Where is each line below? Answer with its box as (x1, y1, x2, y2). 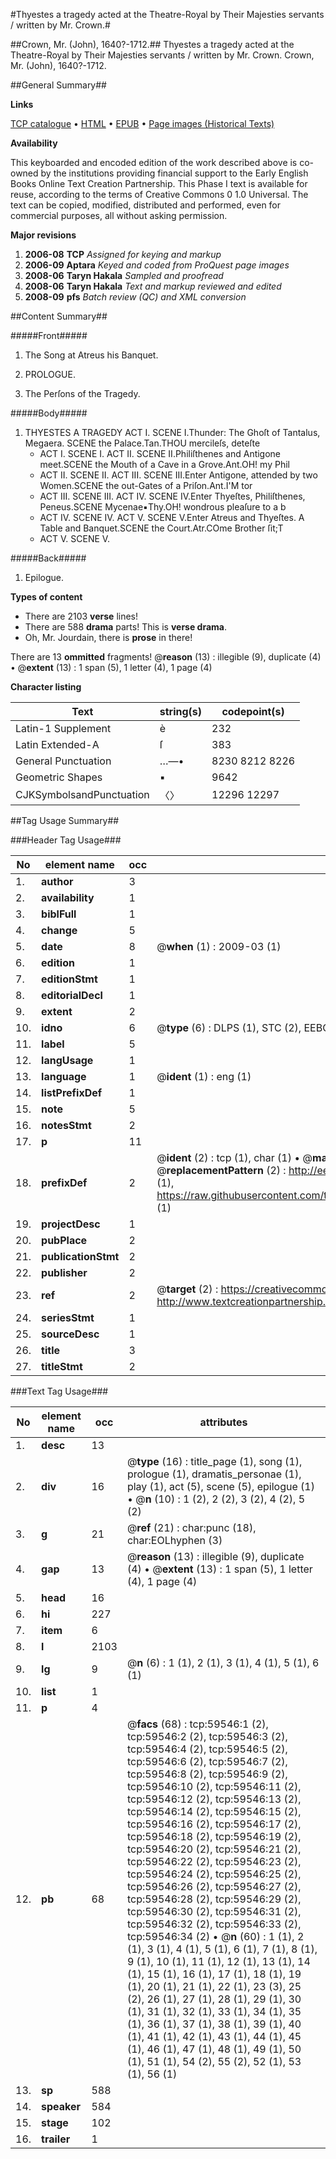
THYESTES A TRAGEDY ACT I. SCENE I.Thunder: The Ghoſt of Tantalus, (24, 427, 321, 438)
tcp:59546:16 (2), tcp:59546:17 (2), (126, 1817, 302, 1831)
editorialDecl (41, 989, 103, 1002)
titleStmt (41, 1360, 83, 1373)
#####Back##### (10, 552, 87, 564)
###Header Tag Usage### (10, 834, 122, 846)
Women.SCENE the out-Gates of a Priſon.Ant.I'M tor (39, 480, 253, 491)
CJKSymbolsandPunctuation (15, 788, 150, 801)
